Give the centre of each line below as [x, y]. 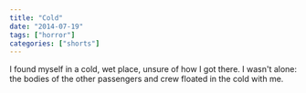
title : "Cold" [37, 18]
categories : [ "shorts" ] [55, 43]
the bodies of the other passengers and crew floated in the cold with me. [147, 79]
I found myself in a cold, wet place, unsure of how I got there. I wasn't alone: [153, 69]
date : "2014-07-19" [47, 26]
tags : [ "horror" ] [42, 35]
